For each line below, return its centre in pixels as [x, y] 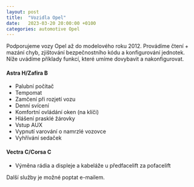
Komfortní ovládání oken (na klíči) [57, 112]
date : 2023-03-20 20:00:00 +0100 [51, 23]
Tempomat [28, 93]
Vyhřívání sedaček [38, 138]
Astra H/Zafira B [27, 73]
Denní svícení [32, 106]
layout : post [23, 12]
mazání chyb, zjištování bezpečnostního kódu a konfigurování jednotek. [95, 53]
